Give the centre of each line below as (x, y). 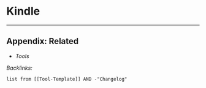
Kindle (23, 11)
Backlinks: (19, 68)
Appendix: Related (42, 41)
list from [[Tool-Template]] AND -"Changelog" (67, 79)
